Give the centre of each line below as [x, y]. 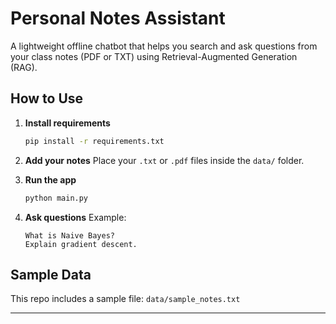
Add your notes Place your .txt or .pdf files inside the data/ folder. [164, 160]
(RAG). [24, 67]
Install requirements [67, 123]
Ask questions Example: [75, 217]
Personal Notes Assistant [118, 18]
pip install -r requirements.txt [94, 141]
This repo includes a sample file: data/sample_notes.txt [125, 299]
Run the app [50, 179]
